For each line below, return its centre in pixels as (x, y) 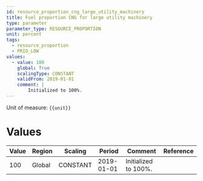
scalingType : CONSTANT (46, 74)
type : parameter (27, 23)
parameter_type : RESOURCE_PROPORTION (54, 29)
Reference (179, 151)
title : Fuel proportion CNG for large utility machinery (79, 17)
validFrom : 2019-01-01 (46, 79)
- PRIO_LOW (25, 51)
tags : (13, 40)
